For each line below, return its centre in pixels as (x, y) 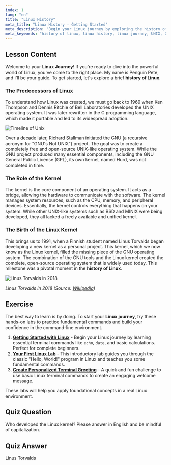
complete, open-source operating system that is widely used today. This (81, 263)
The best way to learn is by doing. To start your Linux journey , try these (81, 316)
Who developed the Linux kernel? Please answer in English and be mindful (83, 424)
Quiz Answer (26, 446)
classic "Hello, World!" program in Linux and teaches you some (79, 359)
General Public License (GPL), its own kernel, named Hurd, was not (76, 160)
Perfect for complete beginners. (46, 348)
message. (23, 381)
